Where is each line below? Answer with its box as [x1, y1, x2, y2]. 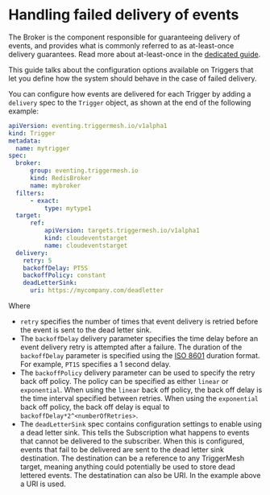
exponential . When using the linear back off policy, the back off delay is [19, 385, 263, 395]
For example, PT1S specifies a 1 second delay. [19, 360, 172, 369]
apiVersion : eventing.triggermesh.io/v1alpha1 [8, 122, 168, 130]
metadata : [8, 137, 42, 145]
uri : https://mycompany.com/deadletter [29, 287, 164, 295]
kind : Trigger [8, 129, 56, 138]
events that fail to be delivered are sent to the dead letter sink [19, 445, 224, 455]
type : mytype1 [44, 204, 92, 212]
